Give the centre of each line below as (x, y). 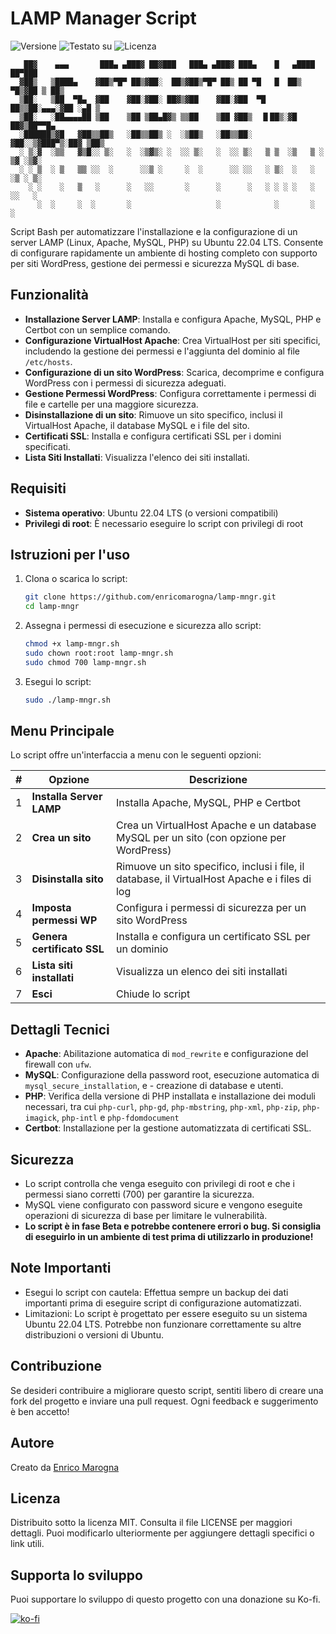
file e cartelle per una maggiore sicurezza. (111, 404)
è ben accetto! (40, 1411)
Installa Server (67, 797)
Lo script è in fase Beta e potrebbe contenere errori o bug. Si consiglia (173, 1226)
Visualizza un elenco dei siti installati (201, 972)
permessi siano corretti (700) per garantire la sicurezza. (139, 1194)
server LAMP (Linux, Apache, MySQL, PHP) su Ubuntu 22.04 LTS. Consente (167, 242)
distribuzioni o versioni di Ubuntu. (94, 1334)
